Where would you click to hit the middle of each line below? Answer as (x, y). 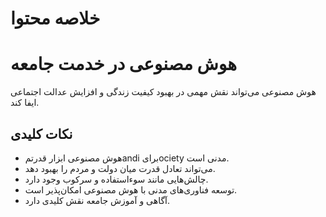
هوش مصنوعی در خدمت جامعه (124, 64)
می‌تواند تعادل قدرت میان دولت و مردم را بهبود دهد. (120, 168)
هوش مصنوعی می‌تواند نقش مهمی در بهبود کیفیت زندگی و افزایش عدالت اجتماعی (163, 92)
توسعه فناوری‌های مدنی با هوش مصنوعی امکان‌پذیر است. (131, 189)
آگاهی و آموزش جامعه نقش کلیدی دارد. (97, 200)
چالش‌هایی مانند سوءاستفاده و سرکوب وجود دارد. (116, 179)
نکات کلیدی (41, 133)
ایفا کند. (25, 103)
